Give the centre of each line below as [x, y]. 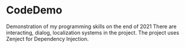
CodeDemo [34, 10]
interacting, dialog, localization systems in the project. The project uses [93, 32]
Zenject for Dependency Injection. [47, 39]
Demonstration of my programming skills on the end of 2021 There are [91, 26]
